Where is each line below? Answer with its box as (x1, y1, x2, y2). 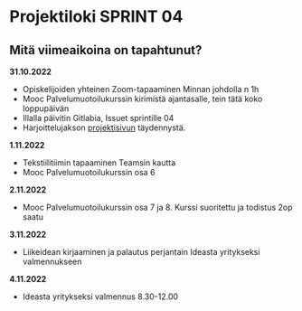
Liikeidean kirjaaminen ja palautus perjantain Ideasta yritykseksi (22, 247, 260, 257)
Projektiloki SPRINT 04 (9, 6, 184, 27)
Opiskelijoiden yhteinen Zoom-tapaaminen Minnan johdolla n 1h (22, 84, 260, 94)
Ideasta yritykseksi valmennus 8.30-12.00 (22, 291, 179, 302)
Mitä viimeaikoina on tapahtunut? (9, 42, 203, 58)
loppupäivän (22, 103, 70, 114)
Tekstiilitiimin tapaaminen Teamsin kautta (22, 157, 176, 168)
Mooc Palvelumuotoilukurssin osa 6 (22, 167, 156, 177)
